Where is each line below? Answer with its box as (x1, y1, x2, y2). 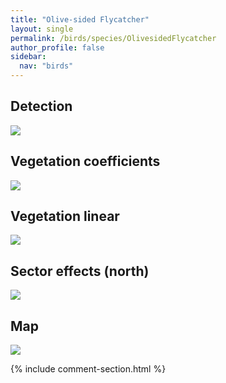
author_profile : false (10, 42, 105, 53)
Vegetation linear (10, 208, 120, 225)
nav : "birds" (19, 61, 74, 71)
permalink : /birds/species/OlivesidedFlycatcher (10, 33, 217, 43)
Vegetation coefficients (10, 153, 161, 170)
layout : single (10, 24, 74, 34)
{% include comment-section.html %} (10, 363, 167, 375)
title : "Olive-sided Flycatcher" (10, 14, 150, 25)
